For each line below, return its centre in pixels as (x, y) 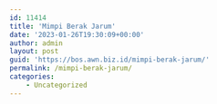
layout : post (34, 52)
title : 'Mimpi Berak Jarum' (63, 26)
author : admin (36, 43)
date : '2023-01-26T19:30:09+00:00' (77, 34)
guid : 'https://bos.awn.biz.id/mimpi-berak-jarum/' (109, 60)
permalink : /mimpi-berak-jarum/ (71, 69)
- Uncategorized (57, 85)
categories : (32, 77)
